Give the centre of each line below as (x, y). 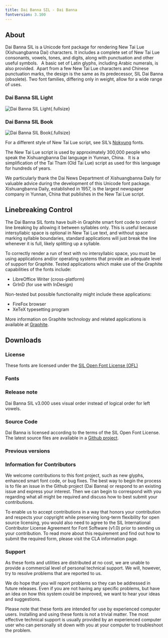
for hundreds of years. (28, 168)
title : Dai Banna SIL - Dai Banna (41, 10)
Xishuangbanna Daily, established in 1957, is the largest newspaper (74, 188)
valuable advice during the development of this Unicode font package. (78, 183)
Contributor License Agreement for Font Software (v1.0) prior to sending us (83, 528)
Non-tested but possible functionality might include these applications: (78, 294)
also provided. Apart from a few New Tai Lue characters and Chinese (77, 69)
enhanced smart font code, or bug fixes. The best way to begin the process (83, 481)
